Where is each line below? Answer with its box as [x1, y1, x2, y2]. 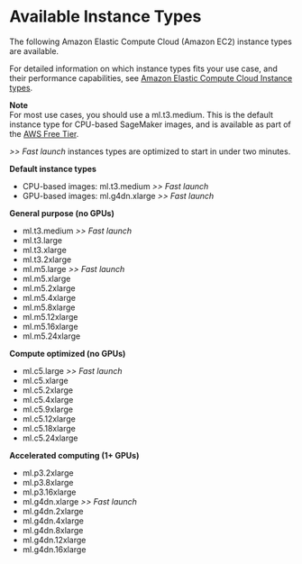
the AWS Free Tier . [9, 128, 79, 139]
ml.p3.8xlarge [22, 477, 74, 487]
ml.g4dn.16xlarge [22, 543, 87, 555]
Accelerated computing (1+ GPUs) [9, 450, 140, 460]
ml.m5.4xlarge [22, 292, 77, 303]
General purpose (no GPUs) [9, 207, 114, 218]
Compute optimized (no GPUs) [9, 348, 126, 359]
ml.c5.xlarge [22, 375, 69, 386]
